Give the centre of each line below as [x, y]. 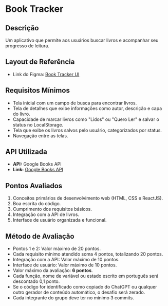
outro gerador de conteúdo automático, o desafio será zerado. [79, 292]
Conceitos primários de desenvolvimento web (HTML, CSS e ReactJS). [88, 198]
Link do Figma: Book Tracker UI [46, 74]
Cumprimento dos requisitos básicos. [52, 209]
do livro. [21, 114]
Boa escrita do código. [37, 204]
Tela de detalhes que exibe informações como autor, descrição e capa [87, 108]
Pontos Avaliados [34, 186]
